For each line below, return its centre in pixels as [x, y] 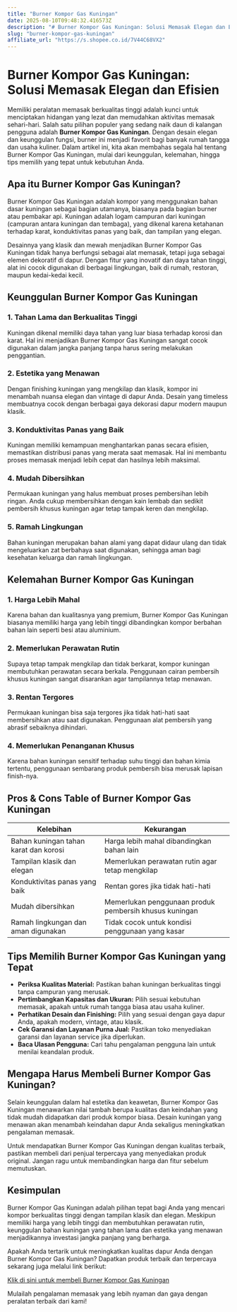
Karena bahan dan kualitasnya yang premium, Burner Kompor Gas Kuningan [118, 615]
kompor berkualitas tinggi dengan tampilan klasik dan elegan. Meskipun [112, 1215]
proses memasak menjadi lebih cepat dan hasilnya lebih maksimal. [104, 460]
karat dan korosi [38, 850]
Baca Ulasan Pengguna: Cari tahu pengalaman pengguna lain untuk [117, 1044]
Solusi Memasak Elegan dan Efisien [114, 90]
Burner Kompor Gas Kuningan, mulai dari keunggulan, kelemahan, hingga [114, 155]
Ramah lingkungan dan [49, 922]
